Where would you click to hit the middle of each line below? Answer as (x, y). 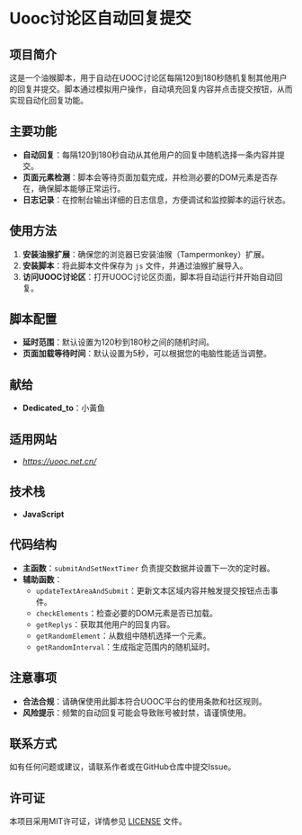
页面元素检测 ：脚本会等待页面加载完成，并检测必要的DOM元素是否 (146, 177)
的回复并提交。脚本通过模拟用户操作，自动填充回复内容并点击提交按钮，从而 (151, 89)
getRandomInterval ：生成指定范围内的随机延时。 (125, 646)
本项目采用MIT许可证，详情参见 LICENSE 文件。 (98, 822)
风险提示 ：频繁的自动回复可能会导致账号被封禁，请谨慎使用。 (137, 713)
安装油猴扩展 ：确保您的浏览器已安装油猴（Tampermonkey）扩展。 (146, 254)
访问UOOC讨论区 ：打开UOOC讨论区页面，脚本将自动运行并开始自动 (149, 276)
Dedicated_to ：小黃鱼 (64, 408)
